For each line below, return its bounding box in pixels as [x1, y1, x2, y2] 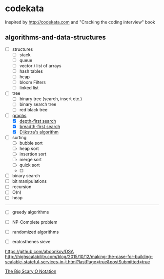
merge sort [19, 157, 42, 162]
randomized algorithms [12, 229, 59, 235]
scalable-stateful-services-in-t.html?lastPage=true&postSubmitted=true [5, 258, 150, 264]
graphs [12, 112, 27, 118]
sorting [12, 134, 27, 140]
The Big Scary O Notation [5, 268, 57, 274]
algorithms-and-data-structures [5, 33, 106, 42]
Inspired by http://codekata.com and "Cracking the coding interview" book [5, 19, 155, 25]
